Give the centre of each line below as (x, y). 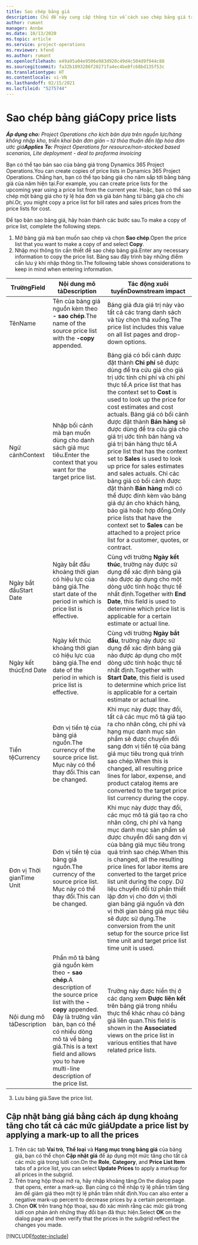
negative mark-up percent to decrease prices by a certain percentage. (100, 1199)
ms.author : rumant (29, 56)
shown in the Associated (142, 1028)
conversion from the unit (141, 926)
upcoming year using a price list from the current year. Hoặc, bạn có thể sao (99, 189)
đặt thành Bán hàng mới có (145, 488)
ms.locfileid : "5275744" (37, 89)
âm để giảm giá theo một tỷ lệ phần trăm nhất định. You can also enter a (101, 1193)
